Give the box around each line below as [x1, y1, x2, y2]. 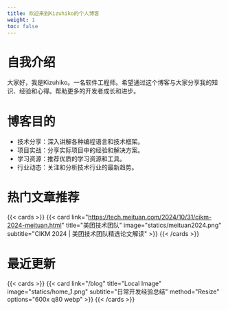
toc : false [7, 23, 38, 29]
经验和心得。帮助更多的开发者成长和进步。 [19, 87, 139, 95]
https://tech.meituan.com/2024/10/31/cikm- [88, 213, 212, 222]
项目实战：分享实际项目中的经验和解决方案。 [16, 146, 144, 154]
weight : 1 [7, 16, 36, 23]
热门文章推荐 [7, 190, 80, 206]
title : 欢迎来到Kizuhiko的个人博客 [7, 10, 100, 17]
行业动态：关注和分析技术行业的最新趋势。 [16, 163, 138, 171]
